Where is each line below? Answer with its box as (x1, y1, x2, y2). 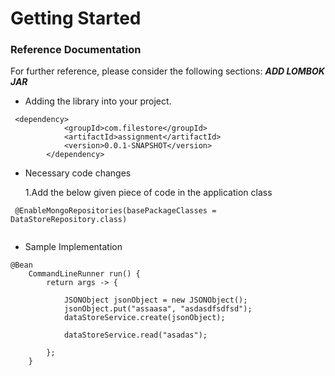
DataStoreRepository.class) (10, 215, 128, 225)
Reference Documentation (10, 43, 142, 57)
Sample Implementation (24, 241, 123, 253)
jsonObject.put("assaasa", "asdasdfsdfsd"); (63, 304, 253, 314)
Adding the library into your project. (24, 95, 172, 107)
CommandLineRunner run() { (28, 269, 141, 279)
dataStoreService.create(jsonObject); (63, 313, 226, 323)
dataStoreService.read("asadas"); (63, 330, 208, 341)
